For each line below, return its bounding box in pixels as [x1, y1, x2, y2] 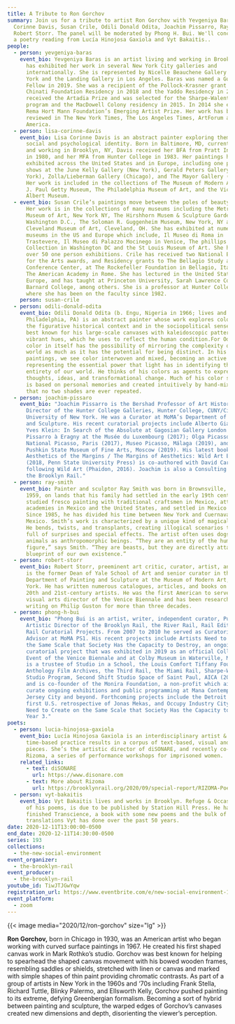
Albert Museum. [25, 192, 71, 199]
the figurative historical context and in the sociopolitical [25, 323, 211, 330]
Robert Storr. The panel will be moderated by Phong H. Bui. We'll [13, 29, 215, 37]
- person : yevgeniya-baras [13, 50, 92, 57]
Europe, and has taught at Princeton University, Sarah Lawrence [25, 277, 220, 284]
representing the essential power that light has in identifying [25, 362, 220, 369]
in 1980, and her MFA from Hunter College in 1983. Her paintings [25, 153, 224, 161]
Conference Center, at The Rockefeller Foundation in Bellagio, [25, 264, 218, 271]
